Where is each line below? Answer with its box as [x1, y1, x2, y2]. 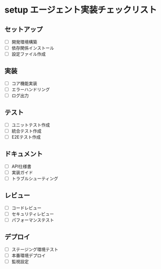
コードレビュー [11, 205, 42, 211]
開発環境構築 [11, 39, 37, 45]
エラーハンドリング [11, 87, 50, 93]
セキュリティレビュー [11, 211, 54, 217]
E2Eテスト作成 [11, 134, 41, 140]
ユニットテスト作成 [11, 122, 50, 127]
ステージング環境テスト [11, 247, 59, 252]
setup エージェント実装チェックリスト [4, 4, 157, 16]
